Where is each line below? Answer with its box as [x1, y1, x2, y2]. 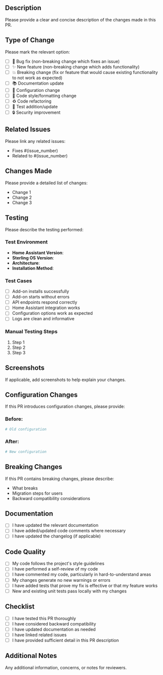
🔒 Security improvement [12, 109, 61, 116]
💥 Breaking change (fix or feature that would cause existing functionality [12, 69, 158, 75]
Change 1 [12, 189, 31, 195]
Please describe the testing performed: [5, 226, 84, 232]
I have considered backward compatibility [12, 621, 96, 626]
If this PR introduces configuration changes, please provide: [5, 403, 126, 410]
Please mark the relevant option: [5, 49, 70, 55]
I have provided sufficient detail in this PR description [12, 637, 119, 643]
